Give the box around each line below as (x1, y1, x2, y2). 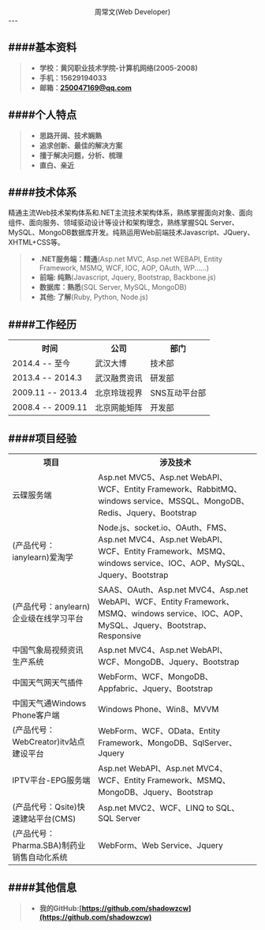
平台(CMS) (35, 813, 77, 824)
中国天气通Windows (12, 698, 87, 709)
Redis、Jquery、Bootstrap (98, 508, 197, 519)
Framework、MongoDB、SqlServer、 (98, 737, 237, 748)
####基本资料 (8, 41, 77, 54)
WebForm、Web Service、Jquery (98, 840, 223, 851)
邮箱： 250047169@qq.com (39, 83, 132, 92)
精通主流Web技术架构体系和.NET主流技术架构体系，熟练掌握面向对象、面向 (8, 208, 253, 218)
